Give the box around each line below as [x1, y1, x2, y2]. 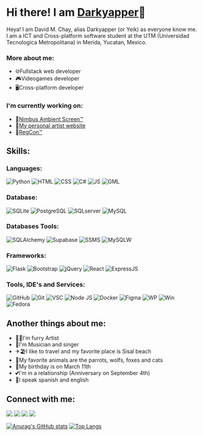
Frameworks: [6, 251, 47, 259]
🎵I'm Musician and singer [15, 341, 79, 348]
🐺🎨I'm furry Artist [15, 334, 59, 342]
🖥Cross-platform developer [15, 84, 84, 91]
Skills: [6, 146, 30, 156]
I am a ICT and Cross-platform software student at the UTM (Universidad [6, 32, 190, 39]
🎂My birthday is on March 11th [15, 363, 91, 370]
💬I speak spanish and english [15, 376, 89, 384]
